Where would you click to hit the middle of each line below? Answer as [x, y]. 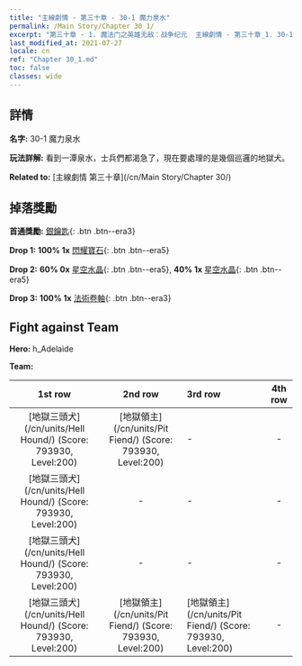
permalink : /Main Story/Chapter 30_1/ [82, 26]
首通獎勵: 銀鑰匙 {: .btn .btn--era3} [73, 232]
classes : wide [36, 77]
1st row [54, 395]
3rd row [204, 395]
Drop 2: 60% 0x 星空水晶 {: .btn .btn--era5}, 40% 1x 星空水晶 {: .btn [134, 269]
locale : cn [30, 51]
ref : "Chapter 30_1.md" [54, 59]
